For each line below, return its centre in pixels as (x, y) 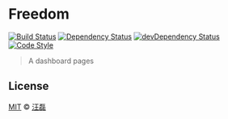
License (29, 86)
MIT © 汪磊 (27, 107)
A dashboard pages (61, 61)
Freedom (39, 14)
